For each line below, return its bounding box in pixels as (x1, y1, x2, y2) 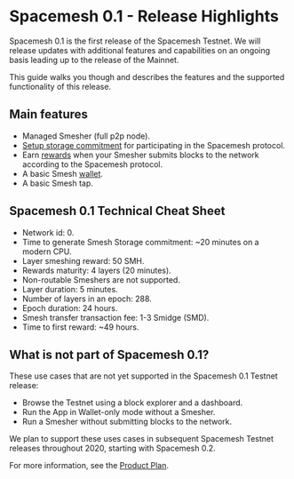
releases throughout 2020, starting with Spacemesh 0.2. (9, 443, 216, 454)
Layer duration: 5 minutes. (21, 283, 118, 294)
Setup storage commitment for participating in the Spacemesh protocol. (21, 140, 286, 150)
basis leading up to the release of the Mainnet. (9, 54, 179, 65)
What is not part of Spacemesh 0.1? (9, 347, 210, 362)
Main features (9, 107, 89, 122)
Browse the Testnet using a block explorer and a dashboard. (21, 397, 243, 408)
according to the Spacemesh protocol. (21, 158, 163, 170)
